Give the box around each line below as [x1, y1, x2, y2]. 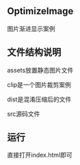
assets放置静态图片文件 [7, 66, 74, 74]
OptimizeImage [7, 5, 74, 17]
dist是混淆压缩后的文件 [7, 95, 72, 103]
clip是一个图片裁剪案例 [7, 80, 72, 88]
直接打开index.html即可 [7, 151, 73, 160]
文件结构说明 [7, 47, 62, 58]
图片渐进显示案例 [7, 24, 55, 33]
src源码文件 [7, 110, 40, 118]
